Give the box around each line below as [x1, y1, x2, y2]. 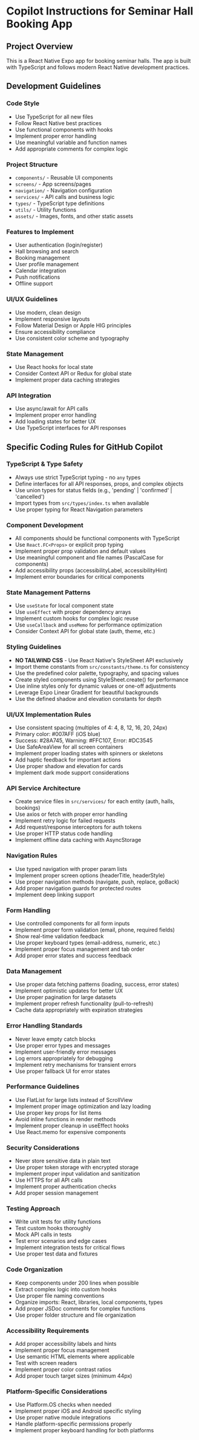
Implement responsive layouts [15, 315, 90, 322]
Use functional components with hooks [15, 126, 113, 133]
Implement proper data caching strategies [15, 376, 120, 383]
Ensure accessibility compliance [15, 328, 96, 335]
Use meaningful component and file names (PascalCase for [15, 554, 164, 561]
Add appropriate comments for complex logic [15, 145, 129, 152]
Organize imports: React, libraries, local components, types [15, 1298, 163, 1306]
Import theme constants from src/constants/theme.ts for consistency [15, 663, 189, 670]
